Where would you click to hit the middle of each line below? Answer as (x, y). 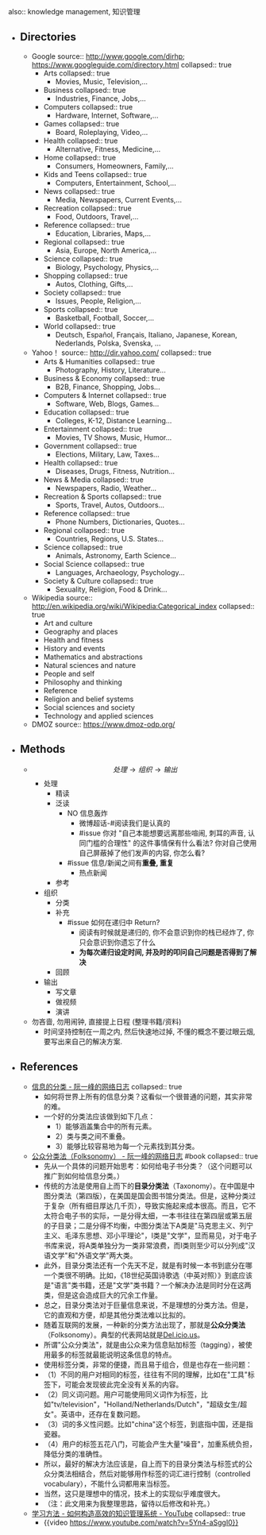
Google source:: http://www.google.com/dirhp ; (108, 56)
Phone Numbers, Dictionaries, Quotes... (120, 522)
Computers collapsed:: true (88, 106)
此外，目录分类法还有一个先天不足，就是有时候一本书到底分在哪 (148, 1266)
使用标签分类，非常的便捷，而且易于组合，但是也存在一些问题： (148, 1365)
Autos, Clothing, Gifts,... (94, 283)
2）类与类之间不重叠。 (92, 1136)
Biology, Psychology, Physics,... (107, 267)
